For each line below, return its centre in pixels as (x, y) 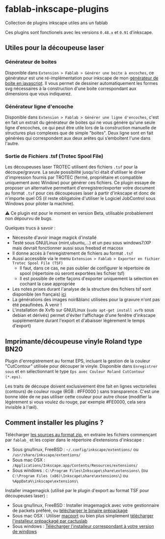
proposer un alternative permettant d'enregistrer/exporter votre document (80, 188)
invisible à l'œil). (22, 407)
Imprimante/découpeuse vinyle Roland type (74, 341)
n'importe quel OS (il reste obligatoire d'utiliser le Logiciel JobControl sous (80, 198)
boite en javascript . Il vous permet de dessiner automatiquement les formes (82, 83)
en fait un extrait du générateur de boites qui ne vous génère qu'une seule (80, 122)
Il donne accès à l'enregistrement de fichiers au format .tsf (73, 253)
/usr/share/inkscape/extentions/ (46, 455)
